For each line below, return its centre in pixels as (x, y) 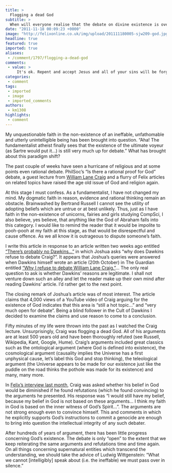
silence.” (15, 465)
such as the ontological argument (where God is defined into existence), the (85, 347)
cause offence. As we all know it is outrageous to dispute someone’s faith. (83, 236)
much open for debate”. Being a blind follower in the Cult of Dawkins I (79, 310)
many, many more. (25, 375)
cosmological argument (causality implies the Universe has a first (74, 353)
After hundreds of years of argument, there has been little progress (76, 433)
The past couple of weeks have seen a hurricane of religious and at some (83, 166)
